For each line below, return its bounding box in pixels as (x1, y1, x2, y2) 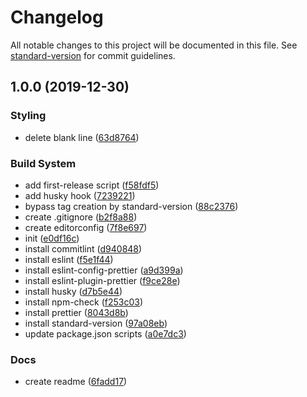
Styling (10, 109, 47, 123)
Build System (10, 156, 77, 170)
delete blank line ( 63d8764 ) (24, 131, 140, 143)
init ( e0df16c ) (24, 232, 80, 244)
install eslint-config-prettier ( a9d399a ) (24, 264, 184, 276)
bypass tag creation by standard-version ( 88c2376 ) (24, 200, 239, 212)
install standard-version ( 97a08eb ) (24, 317, 168, 329)
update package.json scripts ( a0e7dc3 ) (24, 327, 187, 340)
